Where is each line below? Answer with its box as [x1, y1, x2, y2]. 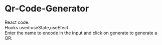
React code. [5, 19, 30, 25]
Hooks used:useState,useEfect [5, 24, 69, 30]
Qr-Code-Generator [5, 3, 89, 14]
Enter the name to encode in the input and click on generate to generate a [5, 30, 157, 36]
